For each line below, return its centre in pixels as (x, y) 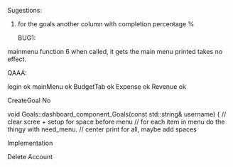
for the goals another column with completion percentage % (106, 24)
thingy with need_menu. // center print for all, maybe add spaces (102, 129)
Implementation (30, 143)
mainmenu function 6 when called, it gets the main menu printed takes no (115, 52)
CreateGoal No (29, 100)
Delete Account (30, 157)
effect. (17, 59)
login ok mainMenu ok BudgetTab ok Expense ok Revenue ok (97, 87)
